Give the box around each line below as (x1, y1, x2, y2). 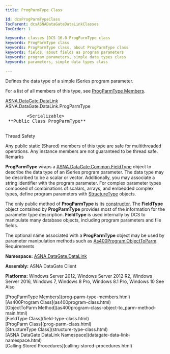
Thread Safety (5, 132, 36, 139)
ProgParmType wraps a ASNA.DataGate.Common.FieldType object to (5, 163, 152, 169)
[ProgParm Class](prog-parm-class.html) (5, 321, 92, 327)
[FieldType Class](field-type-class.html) (5, 315, 89, 321)
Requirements (5, 243, 35, 249)
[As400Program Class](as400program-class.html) (5, 299, 111, 305)
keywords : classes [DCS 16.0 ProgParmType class (5, 35, 110, 41)
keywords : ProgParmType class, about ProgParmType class (5, 45, 129, 50)
